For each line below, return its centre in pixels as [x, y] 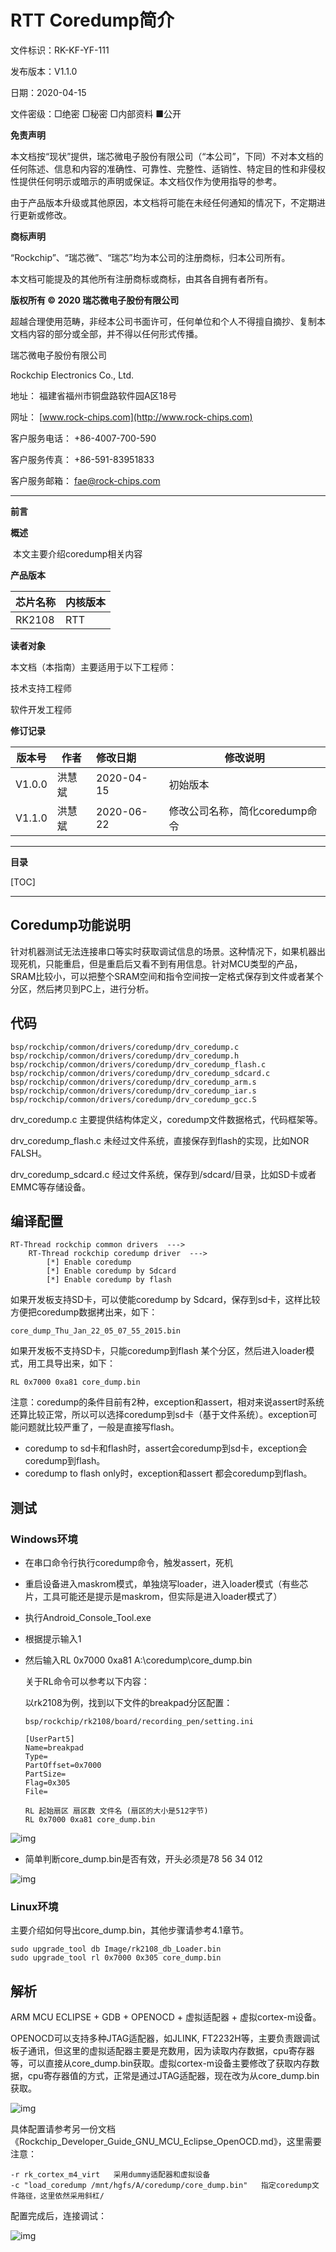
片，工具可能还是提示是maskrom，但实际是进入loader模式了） [153, 1597]
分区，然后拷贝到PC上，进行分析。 [82, 988]
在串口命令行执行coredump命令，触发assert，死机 [128, 1563]
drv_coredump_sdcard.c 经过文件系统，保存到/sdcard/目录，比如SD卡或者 [163, 1174]
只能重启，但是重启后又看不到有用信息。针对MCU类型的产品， [173, 963]
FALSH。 [28, 1153]
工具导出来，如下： [76, 1363]
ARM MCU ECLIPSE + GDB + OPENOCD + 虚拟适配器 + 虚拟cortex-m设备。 [166, 2017]
